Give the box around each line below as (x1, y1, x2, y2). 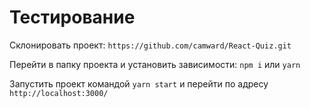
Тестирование (9, 6, 136, 29)
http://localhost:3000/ (9, 88, 109, 98)
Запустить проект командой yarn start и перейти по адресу (9, 77, 269, 90)
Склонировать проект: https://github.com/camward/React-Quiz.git (9, 39, 292, 51)
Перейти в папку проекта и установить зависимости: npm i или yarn (9, 58, 301, 70)
